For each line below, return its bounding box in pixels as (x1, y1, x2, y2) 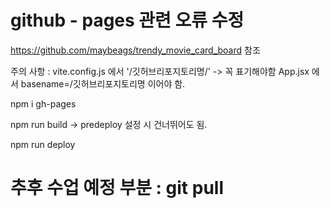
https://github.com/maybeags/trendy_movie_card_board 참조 (10, 44, 261, 56)
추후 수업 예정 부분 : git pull (10, 177, 225, 200)
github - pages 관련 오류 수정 (10, 9, 245, 32)
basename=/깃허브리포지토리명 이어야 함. (20, 77, 186, 90)
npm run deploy (10, 138, 76, 150)
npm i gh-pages (10, 97, 77, 110)
